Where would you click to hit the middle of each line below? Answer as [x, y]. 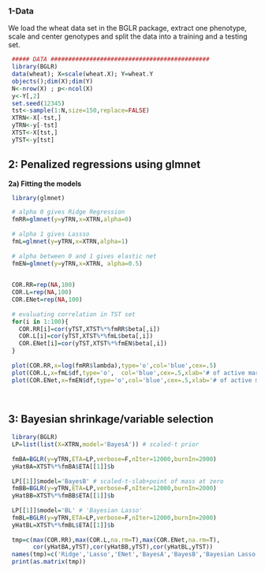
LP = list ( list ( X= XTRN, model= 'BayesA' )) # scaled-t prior [105, 445]
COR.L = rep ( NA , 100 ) [42, 292]
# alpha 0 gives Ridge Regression [68, 212]
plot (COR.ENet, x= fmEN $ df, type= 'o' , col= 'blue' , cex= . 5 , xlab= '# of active [132, 380]
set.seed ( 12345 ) [38, 103]
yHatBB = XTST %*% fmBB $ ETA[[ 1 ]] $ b [63, 496]
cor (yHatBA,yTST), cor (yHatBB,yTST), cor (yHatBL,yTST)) [123, 547]
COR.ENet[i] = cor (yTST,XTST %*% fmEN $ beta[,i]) [93, 344]
